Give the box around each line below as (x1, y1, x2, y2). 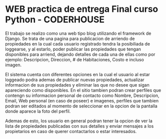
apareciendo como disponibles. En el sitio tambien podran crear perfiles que (5, 87, 162, 93)
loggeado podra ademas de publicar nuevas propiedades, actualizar (5, 77, 145, 83)
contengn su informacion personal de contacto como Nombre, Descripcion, (5, 93, 160, 98)
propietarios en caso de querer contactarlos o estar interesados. (5, 128, 137, 134)
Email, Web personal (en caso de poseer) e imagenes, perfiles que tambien (5, 97, 159, 103)
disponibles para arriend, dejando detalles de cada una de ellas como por (5, 51, 156, 57)
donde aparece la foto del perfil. (5, 108, 71, 114)
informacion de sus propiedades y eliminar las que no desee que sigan (5, 82, 150, 88)
